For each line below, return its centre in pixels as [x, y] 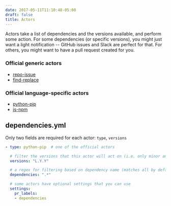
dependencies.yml [36, 125]
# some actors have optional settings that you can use [70, 184]
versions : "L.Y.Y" [30, 161]
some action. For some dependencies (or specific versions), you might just [84, 39]
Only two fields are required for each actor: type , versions [66, 137]
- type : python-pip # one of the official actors [60, 147]
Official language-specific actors [47, 93]
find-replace [26, 80]
